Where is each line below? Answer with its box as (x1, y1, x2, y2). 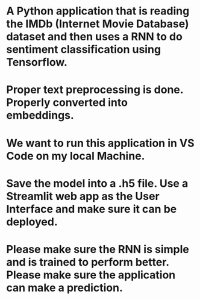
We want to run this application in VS (6, 136, 195, 150)
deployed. (6, 215, 58, 228)
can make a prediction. (6, 281, 123, 295)
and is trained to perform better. (6, 255, 170, 269)
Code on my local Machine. (6, 149, 145, 163)
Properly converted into (6, 96, 128, 110)
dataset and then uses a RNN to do (6, 30, 183, 43)
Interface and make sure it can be (6, 202, 177, 216)
